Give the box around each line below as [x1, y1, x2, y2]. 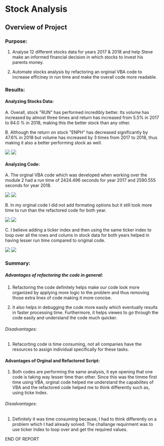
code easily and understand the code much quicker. [12, 315, 117, 321]
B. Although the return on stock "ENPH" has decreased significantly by [5, 129, 148, 135]
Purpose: [5, 38, 28, 45]
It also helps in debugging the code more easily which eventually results [12, 305, 158, 310]
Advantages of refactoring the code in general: [5, 272, 103, 278]
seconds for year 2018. [5, 183, 51, 189]
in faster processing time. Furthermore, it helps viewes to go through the [12, 309, 159, 315]
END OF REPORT [5, 436, 40, 442]
